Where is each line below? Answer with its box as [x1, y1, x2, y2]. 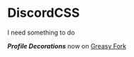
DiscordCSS [7, 5, 80, 21]
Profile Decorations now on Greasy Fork [7, 42, 127, 50]
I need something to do [7, 28, 75, 37]
